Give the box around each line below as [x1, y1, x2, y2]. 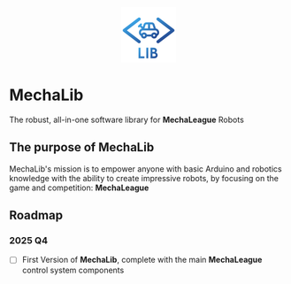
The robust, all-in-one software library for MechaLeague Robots [9, 114, 245, 125]
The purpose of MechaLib [9, 140, 155, 155]
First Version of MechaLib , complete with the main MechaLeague [21, 255, 263, 265]
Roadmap [9, 208, 64, 223]
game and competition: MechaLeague [9, 182, 149, 193]
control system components [21, 265, 125, 275]
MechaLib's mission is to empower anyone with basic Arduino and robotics [9, 163, 282, 174]
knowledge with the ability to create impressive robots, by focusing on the [9, 173, 279, 183]
